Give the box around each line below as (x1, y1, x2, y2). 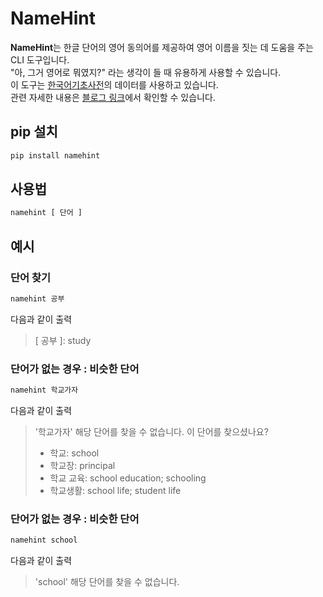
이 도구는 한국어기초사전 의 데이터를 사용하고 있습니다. (10, 78, 219, 91)
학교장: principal (49, 460, 116, 472)
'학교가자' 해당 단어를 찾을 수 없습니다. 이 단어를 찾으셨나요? (34, 426, 269, 438)
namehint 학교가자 (10, 385, 79, 396)
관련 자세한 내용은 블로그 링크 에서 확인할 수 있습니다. (10, 91, 216, 103)
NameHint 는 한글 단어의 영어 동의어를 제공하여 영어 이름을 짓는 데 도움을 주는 (10, 41, 314, 53)
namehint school (10, 535, 78, 546)
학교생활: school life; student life (49, 485, 182, 497)
